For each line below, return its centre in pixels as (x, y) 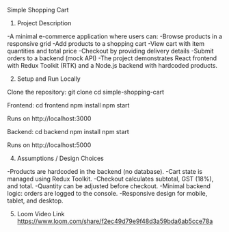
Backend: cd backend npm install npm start (68, 132)
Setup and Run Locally (49, 79)
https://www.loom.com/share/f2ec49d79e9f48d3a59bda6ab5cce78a (115, 221)
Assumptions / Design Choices (60, 158)
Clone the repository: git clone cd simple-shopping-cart (86, 92)
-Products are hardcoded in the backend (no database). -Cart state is (105, 171)
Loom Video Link (41, 214)
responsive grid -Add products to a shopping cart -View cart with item (106, 43)
